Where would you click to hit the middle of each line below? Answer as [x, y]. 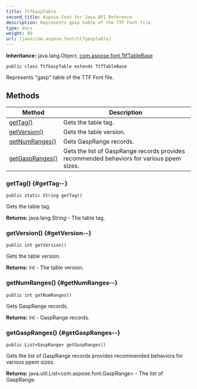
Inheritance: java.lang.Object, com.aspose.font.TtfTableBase [79, 56]
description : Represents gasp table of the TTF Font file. [80, 22]
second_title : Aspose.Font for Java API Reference [69, 17]
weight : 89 [19, 34]
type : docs [19, 28]
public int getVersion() [36, 245]
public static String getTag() [44, 196]
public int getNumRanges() [39, 295]
